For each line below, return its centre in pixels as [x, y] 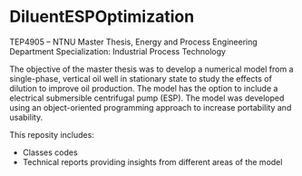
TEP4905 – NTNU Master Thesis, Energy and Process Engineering [134, 42]
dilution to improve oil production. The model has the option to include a [144, 88]
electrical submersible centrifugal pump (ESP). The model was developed [147, 98]
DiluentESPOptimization [102, 17]
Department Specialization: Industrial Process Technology [118, 51]
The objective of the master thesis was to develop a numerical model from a [151, 69]
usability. [26, 117]
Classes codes [50, 152]
